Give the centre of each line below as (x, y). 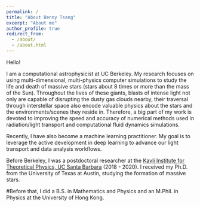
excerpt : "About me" (32, 23)
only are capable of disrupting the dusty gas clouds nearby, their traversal (97, 99)
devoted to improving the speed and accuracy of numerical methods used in (100, 118)
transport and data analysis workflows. (54, 149)
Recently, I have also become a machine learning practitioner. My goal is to (99, 136)
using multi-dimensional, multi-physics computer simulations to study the (96, 80)
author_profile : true (33, 28)
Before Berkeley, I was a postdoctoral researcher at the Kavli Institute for (96, 160)
